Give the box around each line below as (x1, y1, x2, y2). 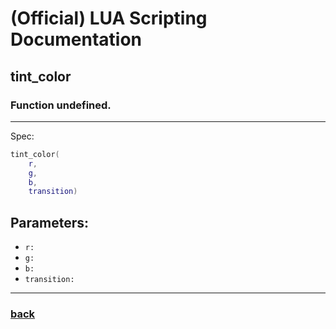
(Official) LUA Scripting (10, 7, 208, 30)
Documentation (10, 28, 143, 51)
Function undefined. (10, 98, 112, 112)
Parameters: (10, 214, 89, 231)
